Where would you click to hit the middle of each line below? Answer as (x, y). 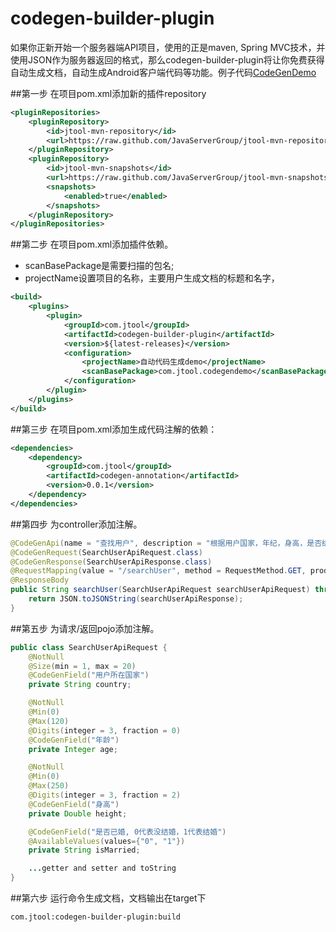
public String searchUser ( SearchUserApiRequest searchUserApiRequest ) (160, 590)
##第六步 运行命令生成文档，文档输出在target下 (108, 898)
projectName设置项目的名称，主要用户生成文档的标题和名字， (152, 278)
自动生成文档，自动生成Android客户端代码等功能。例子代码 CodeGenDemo (163, 72)
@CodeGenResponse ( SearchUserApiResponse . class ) (111, 562)
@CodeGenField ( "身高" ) (74, 804)
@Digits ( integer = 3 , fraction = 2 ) (105, 795)
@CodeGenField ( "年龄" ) (74, 740)
